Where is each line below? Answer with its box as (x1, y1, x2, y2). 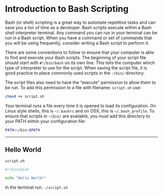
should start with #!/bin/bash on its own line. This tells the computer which (5, 60, 155, 65)
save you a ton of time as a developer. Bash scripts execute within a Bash (5, 24, 152, 30)
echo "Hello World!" (5, 176, 47, 180)
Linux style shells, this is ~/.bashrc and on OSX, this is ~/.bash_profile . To (5, 108, 155, 114)
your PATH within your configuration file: (5, 118, 86, 124)
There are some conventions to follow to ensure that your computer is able (5, 49, 154, 55)
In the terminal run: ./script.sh (5, 184, 68, 190)
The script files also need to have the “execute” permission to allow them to (5, 79, 156, 85)
